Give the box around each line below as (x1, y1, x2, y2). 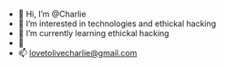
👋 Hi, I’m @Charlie (17, 9, 87, 19)
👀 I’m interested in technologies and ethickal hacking (17, 18, 217, 29)
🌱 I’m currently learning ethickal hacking (17, 28, 170, 38)
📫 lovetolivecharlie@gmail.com (17, 48, 138, 58)
